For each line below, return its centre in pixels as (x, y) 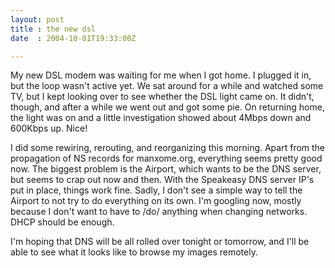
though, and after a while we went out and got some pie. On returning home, (167, 107)
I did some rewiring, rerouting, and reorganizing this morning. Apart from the (168, 148)
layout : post (37, 19)
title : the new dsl (53, 29)
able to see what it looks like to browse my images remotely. (134, 252)
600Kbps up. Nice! (49, 128)
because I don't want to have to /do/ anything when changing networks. (159, 212)
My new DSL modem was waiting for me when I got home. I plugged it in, (161, 75)
